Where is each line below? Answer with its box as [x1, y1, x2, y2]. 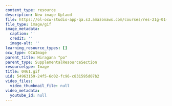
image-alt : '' [10, 41, 40, 46]
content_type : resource [5, 7, 56, 13]
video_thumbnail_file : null [10, 83, 70, 88]
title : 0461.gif [5, 69, 40, 74]
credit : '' [10, 36, 33, 41]
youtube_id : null [10, 93, 47, 98]
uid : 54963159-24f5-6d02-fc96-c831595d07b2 [5, 74, 100, 79]
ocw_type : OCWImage [5, 50, 47, 55]
